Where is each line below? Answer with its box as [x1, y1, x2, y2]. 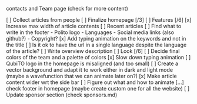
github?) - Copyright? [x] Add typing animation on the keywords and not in [6, 35, 186, 42]
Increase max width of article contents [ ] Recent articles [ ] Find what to [6, 23, 182, 29]
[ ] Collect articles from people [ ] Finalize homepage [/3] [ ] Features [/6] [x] [6, 16, 192, 23]
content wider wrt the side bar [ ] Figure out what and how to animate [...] [6, 79, 184, 86]
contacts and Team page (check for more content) [6, 5, 128, 12]
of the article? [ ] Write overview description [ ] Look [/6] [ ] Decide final [6, 48, 180, 55]
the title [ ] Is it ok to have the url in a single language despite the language [6, 41, 187, 48]
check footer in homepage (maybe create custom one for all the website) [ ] [6, 85, 190, 92]
